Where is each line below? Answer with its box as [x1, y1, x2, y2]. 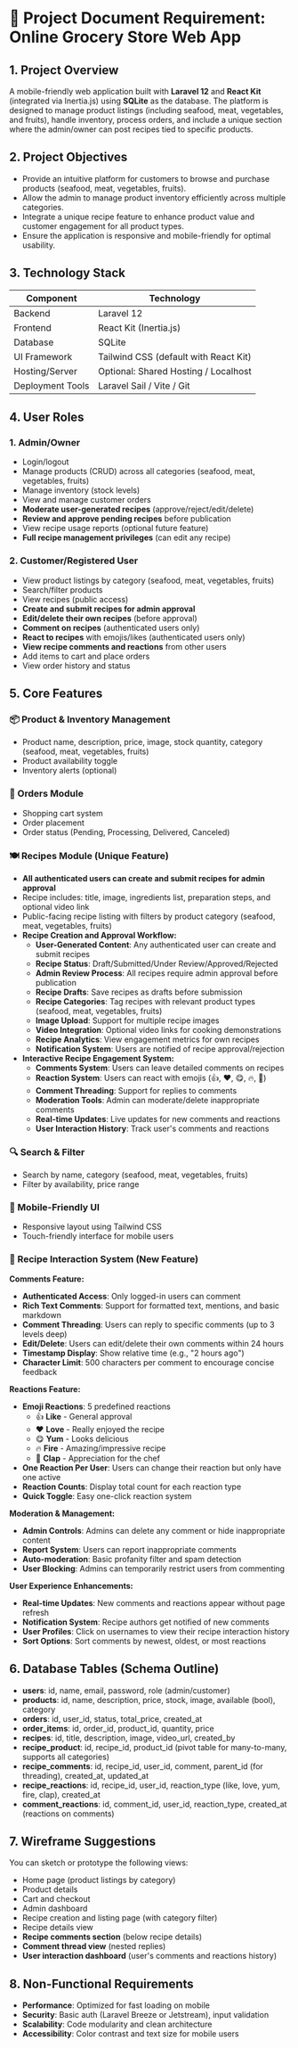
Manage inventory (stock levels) [21, 485, 141, 496]
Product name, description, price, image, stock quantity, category [21, 737, 263, 748]
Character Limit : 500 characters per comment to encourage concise [21, 1356, 275, 1367]
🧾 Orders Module [9, 788, 85, 800]
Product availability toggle [21, 756, 118, 766]
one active [21, 1471, 61, 1482]
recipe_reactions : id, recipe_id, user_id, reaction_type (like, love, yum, [21, 1780, 280, 1790]
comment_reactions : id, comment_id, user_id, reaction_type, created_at [21, 1798, 287, 1809]
